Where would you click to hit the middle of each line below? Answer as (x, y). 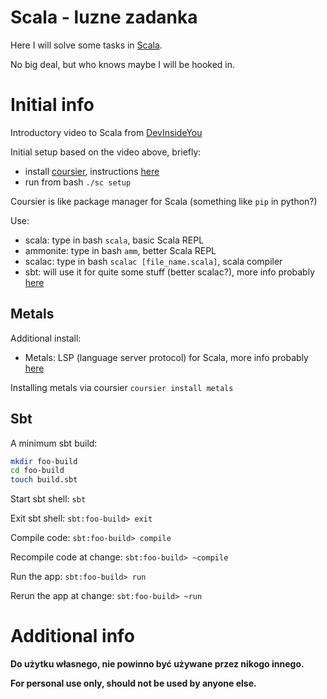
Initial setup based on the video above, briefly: (106, 152)
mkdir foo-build (44, 461)
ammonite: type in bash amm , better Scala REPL (120, 250)
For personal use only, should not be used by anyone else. (133, 683)
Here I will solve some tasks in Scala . (86, 45)
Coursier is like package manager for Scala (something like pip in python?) (164, 201)
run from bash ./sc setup (78, 182)
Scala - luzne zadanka (104, 17)
